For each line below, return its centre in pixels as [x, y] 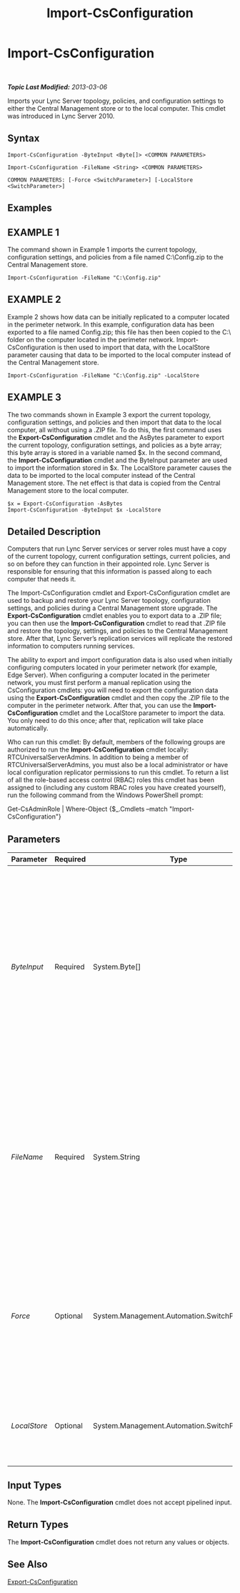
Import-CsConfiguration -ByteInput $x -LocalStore [84, 510]
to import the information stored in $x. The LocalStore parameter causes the [120, 468]
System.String [116, 1157]
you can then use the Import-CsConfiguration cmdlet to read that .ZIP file [117, 624]
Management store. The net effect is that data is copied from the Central [114, 483]
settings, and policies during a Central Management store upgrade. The [112, 608]
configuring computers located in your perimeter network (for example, [112, 668]
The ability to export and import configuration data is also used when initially [120, 660]
